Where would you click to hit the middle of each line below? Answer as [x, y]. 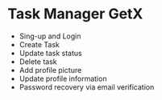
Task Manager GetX [75, 14]
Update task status [50, 53]
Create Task [39, 44]
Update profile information [63, 78]
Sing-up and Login [50, 36]
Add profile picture [50, 70]
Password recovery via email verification [87, 87]
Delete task [38, 62]
